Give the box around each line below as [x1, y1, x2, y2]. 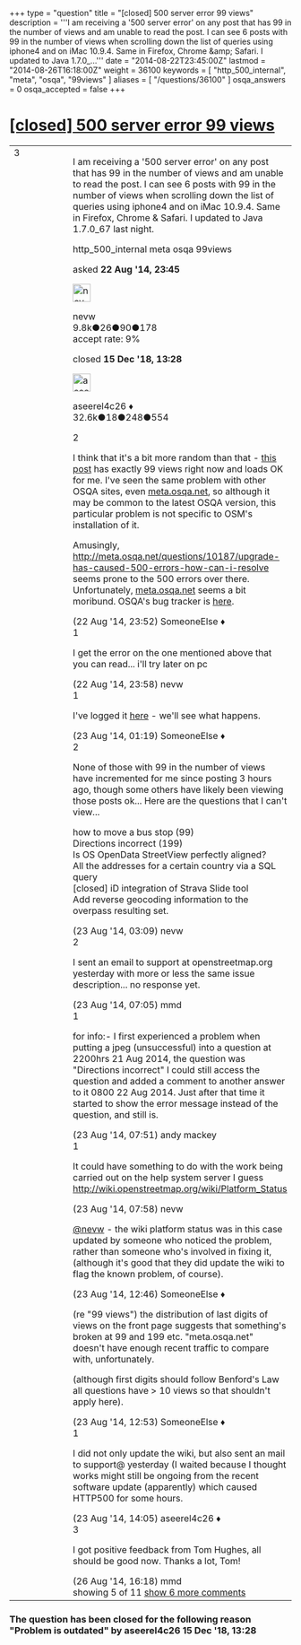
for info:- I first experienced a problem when [73, 1030, 261, 1042]
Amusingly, [73, 538, 120, 551]
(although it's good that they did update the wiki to [73, 1256, 285, 1268]
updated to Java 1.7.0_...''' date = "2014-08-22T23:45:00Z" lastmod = [9, 56, 266, 65]
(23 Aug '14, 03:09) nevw [73, 924, 184, 936]
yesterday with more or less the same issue [73, 967, 255, 979]
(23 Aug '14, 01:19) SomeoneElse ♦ [73, 729, 226, 742]
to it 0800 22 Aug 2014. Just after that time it [73, 1085, 265, 1098]
